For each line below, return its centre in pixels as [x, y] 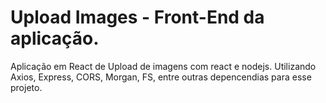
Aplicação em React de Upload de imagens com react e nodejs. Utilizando [163, 66]
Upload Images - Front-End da [137, 17]
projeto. [26, 87]
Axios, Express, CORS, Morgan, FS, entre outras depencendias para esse [161, 77]
